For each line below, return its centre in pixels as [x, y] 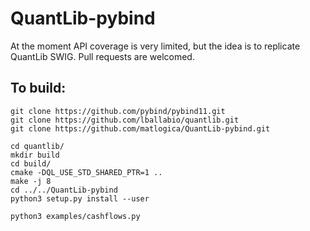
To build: [38, 88]
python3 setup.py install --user [80, 198]
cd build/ [31, 163]
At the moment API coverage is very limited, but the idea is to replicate [155, 46]
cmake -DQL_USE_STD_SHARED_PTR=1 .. [86, 172]
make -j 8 [31, 181]
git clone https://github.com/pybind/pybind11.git [118, 111]
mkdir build [35, 155]
